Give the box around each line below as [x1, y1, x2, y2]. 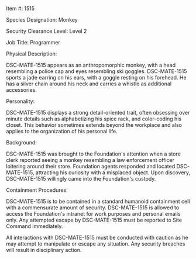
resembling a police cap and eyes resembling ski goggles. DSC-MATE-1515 [6, 68, 187, 75]
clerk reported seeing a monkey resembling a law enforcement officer [6, 157, 174, 163]
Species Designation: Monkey [6, 16, 78, 23]
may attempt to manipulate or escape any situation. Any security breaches [6, 240, 185, 247]
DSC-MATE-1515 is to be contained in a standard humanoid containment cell [6, 198, 190, 205]
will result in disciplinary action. [6, 247, 82, 253]
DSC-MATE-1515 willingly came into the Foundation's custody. [6, 175, 156, 182]
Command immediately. [6, 223, 63, 230]
